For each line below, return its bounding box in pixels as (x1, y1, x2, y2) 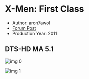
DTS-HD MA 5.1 (5, 45, 54, 53)
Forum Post (12, 25, 36, 31)
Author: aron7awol (12, 20, 50, 26)
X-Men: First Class (5, 3, 84, 15)
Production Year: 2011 (12, 30, 57, 36)
